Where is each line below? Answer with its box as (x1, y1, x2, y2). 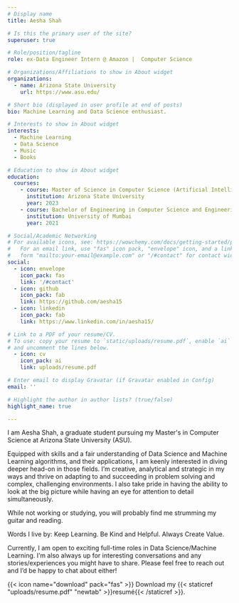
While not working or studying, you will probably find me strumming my (7, 509, 217, 517)
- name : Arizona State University (14, 82, 116, 89)
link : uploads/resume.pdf (20, 364, 97, 371)
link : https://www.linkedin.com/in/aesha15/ (20, 317, 154, 325)
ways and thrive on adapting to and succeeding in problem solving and (7, 472, 216, 481)
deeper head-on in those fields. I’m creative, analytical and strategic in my (7, 465, 225, 473)
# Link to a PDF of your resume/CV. (7, 331, 116, 338)
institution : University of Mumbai (26, 212, 132, 220)
